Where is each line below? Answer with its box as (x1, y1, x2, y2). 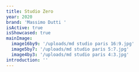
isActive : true (6, 24, 43, 31)
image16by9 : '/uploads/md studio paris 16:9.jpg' (11, 41, 134, 47)
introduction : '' (6, 57, 48, 63)
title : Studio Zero (6, 8, 54, 15)
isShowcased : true (6, 30, 51, 36)
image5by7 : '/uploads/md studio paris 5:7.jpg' (11, 46, 130, 52)
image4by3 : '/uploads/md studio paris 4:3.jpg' (11, 52, 130, 57)
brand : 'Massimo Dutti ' (6, 19, 67, 25)
